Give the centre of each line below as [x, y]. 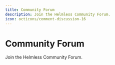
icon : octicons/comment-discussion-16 [45, 19]
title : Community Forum [30, 10]
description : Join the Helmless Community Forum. [58, 14]
